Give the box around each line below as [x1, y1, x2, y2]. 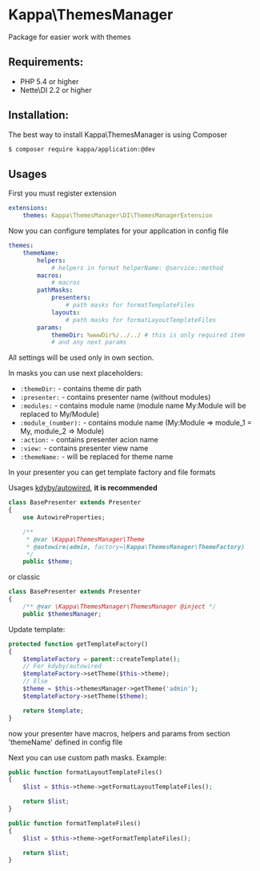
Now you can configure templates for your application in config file [8, 226, 230, 236]
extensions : [8, 204, 48, 212]
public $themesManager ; [22, 610, 102, 618]
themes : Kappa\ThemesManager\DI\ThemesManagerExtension [22, 212, 214, 220]
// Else [22, 677, 48, 686]
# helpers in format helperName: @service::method [50, 264, 224, 272]
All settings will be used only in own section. [8, 353, 154, 362]
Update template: [8, 624, 66, 634]
